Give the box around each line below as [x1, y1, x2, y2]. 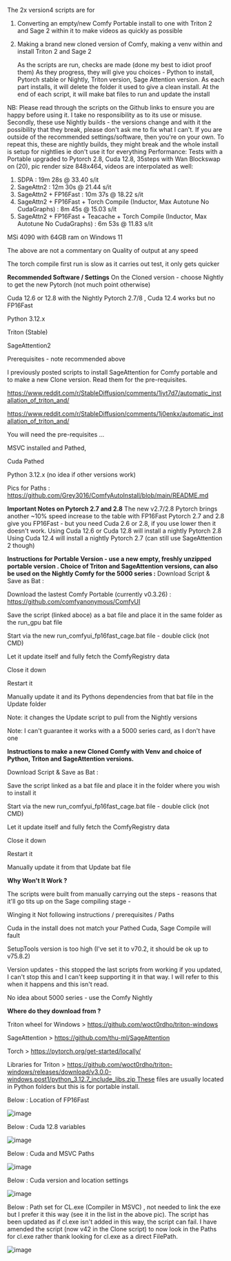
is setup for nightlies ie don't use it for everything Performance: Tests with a [7, 148, 223, 155]
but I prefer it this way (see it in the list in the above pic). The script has [7, 1211, 209, 1218]
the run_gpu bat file [7, 618, 63, 626]
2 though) [7, 542, 35, 549]
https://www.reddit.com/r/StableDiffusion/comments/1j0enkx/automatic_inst [7, 410, 223, 417]
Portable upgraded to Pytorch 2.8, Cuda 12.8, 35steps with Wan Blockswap [7, 155, 221, 163]
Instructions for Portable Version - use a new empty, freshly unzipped [7, 555, 212, 562]
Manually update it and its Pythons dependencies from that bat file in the [7, 692, 214, 701]
